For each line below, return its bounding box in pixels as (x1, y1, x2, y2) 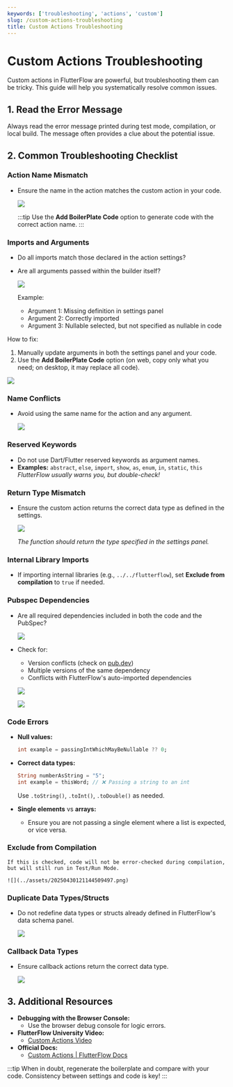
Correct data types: (17, 759, 76, 767)
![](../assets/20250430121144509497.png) (7, 877, 129, 884)
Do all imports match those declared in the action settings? (17, 253, 186, 261)
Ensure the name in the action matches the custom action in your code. (17, 186, 222, 195)
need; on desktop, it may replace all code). (17, 363, 140, 372)
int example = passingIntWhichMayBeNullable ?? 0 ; (17, 746, 168, 753)
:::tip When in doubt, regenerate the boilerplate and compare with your (7, 1065, 209, 1073)
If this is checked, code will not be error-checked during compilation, (7, 858, 226, 866)
